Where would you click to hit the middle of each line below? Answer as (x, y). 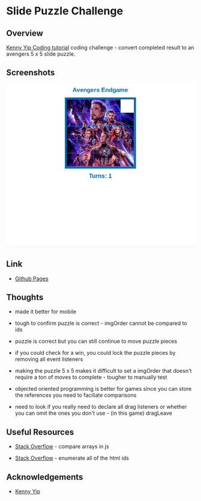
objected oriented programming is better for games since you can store (103, 389)
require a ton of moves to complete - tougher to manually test (91, 377)
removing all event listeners (49, 359)
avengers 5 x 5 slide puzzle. (41, 54)
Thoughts (25, 297)
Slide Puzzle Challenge (65, 11)
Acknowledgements (45, 477)
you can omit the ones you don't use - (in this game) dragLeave (94, 413)
